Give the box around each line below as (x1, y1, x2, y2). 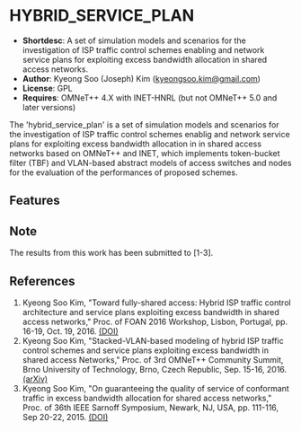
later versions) (22, 101, 76, 112)
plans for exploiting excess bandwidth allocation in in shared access (9, 138, 262, 149)
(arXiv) (22, 374, 48, 384)
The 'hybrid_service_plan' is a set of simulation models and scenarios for (9, 119, 280, 130)
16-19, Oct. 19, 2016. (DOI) (22, 325, 119, 337)
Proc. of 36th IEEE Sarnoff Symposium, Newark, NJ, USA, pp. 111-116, (22, 401, 279, 413)
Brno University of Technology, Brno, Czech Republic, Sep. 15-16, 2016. (22, 364, 288, 374)
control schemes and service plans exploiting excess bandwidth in (22, 345, 270, 356)
